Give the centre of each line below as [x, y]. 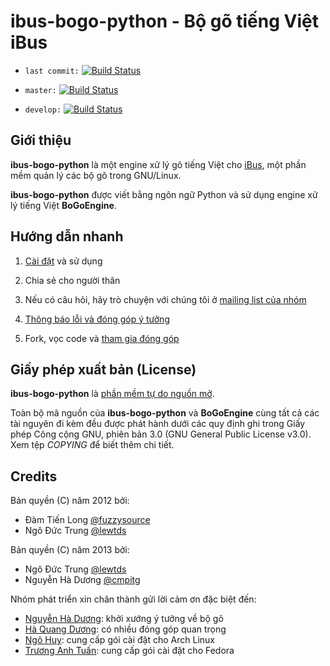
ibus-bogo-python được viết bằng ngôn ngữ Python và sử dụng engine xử [164, 194]
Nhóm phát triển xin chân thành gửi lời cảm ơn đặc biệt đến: [133, 599]
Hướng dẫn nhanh [67, 236]
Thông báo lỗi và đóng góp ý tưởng [97, 319]
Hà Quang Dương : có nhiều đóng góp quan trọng [125, 629]
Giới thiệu [41, 140]
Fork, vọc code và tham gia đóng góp [102, 338]
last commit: [52, 71]
